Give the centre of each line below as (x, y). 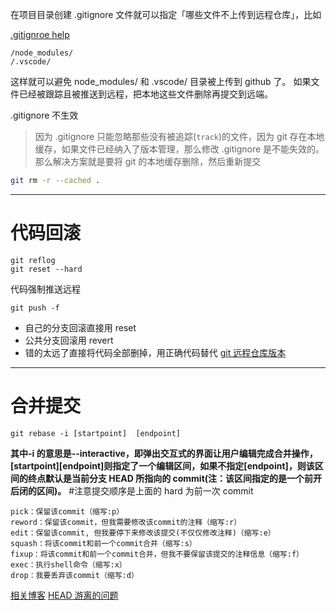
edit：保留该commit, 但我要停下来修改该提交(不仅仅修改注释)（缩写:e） (143, 533)
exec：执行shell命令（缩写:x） (68, 564)
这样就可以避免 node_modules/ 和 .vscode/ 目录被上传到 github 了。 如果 (161, 81)
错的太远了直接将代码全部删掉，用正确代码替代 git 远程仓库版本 (155, 352)
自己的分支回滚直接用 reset (80, 327)
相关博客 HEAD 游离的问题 (64, 595)
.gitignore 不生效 (44, 115)
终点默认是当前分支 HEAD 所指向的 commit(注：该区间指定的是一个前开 (175, 478)
